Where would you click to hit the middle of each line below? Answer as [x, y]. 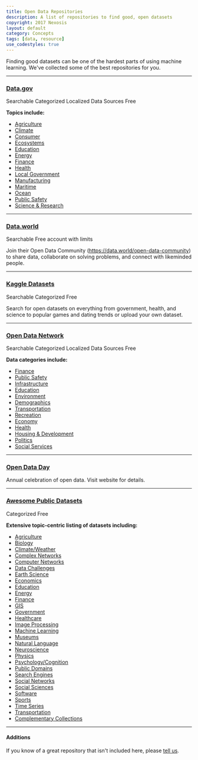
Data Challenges [34, 568]
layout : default [26, 28]
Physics [24, 656]
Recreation [28, 415]
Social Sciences [34, 687]
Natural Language [37, 643]
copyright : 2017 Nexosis [37, 22]
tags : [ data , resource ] [35, 39]
